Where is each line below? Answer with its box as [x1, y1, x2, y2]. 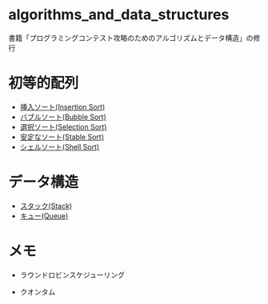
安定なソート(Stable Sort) [19, 132, 105, 142]
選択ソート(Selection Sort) [19, 122, 107, 131]
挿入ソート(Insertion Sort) [19, 102, 106, 111]
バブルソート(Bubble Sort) [19, 112, 106, 122]
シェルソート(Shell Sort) [19, 142, 100, 151]
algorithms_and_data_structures [8, 6, 230, 24]
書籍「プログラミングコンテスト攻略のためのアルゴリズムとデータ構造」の [8, 33, 254, 42]
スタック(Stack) [19, 201, 73, 210]
